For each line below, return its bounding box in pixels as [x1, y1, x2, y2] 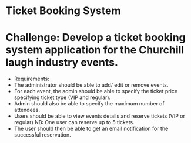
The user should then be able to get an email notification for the [14, 125, 169, 132]
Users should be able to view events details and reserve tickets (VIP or [14, 113, 186, 120]
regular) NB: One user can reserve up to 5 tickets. [14, 119, 135, 126]
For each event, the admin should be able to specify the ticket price [14, 88, 177, 95]
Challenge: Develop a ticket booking [5, 31, 186, 45]
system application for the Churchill [5, 43, 185, 57]
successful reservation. [14, 131, 71, 138]
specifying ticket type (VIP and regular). [14, 94, 111, 101]
